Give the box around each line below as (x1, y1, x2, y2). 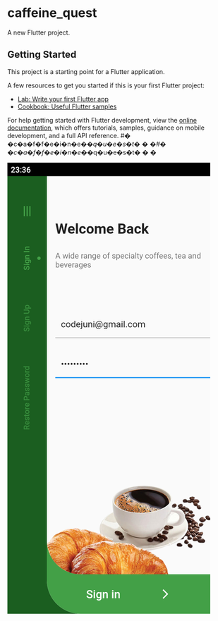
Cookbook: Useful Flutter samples (17, 102, 117, 111)
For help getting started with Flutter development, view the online (7, 116, 198, 124)
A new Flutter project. (7, 28, 71, 37)
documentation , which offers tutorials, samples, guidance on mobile (7, 123, 205, 132)
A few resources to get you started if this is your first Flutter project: (7, 81, 205, 90)
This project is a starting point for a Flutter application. (7, 67, 165, 75)
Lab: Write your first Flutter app (17, 94, 109, 103)
